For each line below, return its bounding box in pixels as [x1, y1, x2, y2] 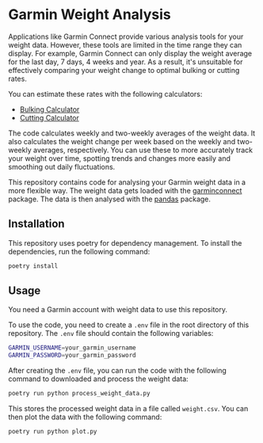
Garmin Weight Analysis [8, 6, 172, 24]
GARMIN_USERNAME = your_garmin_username [8, 344, 136, 352]
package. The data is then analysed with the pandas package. [8, 194, 212, 204]
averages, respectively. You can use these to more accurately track [32, 145, 253, 155]
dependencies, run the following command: [8, 246, 151, 256]
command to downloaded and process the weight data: [8, 374, 189, 384]
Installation [8, 217, 65, 231]
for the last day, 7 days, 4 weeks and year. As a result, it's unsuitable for [8, 57, 243, 67]
